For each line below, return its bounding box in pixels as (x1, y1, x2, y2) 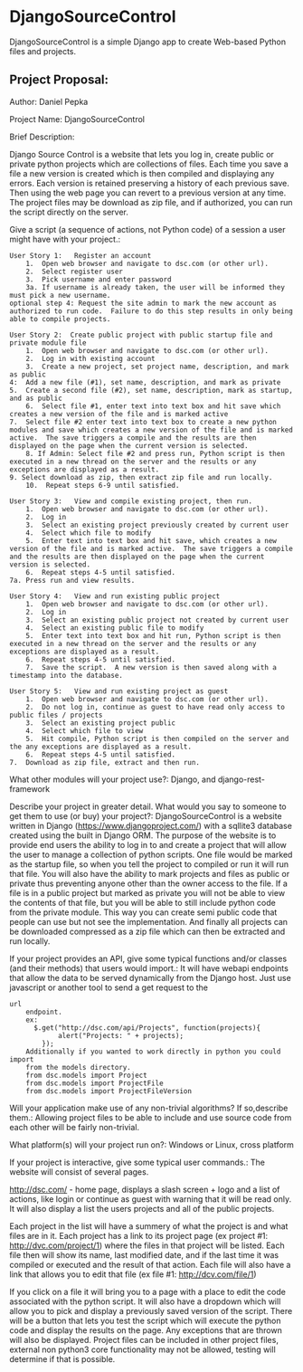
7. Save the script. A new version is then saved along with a (25, 662, 278, 672)
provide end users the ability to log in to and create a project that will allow (9, 839, 288, 850)
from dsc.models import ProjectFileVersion (25, 1086, 193, 1096)
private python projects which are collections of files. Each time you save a (9, 158, 289, 169)
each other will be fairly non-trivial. (9, 1121, 140, 1132)
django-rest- (217, 774, 265, 785)
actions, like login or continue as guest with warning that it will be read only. (9, 1193, 292, 1205)
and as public (9, 394, 63, 403)
